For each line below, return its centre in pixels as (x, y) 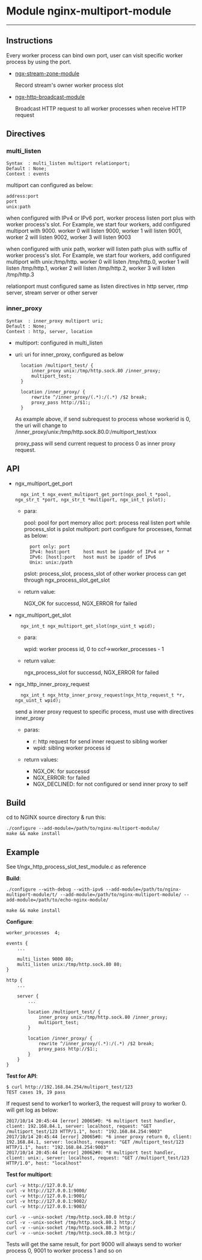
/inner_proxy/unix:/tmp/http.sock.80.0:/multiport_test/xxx (86, 431)
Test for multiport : (29, 1174)
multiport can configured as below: (50, 185)
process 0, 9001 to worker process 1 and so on (64, 1251)
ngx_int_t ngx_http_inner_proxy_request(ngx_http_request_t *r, (103, 695)
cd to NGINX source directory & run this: (56, 817)
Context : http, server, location (50, 331)
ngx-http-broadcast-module (50, 97)
